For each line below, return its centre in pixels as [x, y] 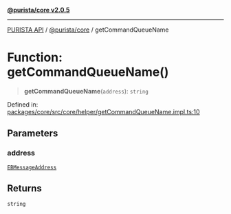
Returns [25, 189]
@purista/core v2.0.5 [38, 10]
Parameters [33, 133]
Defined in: [23, 104]
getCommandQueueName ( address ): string [86, 91]
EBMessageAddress [32, 167]
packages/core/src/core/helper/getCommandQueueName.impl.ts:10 [104, 111]
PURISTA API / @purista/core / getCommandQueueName [88, 30]
